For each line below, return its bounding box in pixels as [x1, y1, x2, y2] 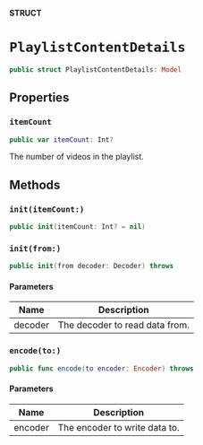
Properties [9, 90, 70, 106]
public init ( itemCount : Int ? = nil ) [9, 222, 146, 231]
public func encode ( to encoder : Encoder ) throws [9, 363, 194, 373]
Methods [9, 177, 61, 192]
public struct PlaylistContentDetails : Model [9, 65, 182, 74]
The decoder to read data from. [57, 318, 190, 331]
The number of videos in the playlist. [9, 152, 145, 162]
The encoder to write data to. [57, 421, 181, 433]
